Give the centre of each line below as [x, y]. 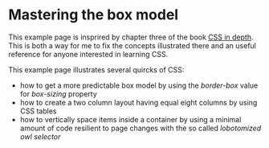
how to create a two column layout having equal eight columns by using [139, 102]
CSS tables [38, 111]
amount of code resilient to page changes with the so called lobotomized [141, 128]
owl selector [40, 136]
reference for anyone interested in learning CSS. [88, 54]
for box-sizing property [59, 93]
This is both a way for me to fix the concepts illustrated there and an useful [132, 45]
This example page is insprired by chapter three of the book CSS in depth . [131, 37]
